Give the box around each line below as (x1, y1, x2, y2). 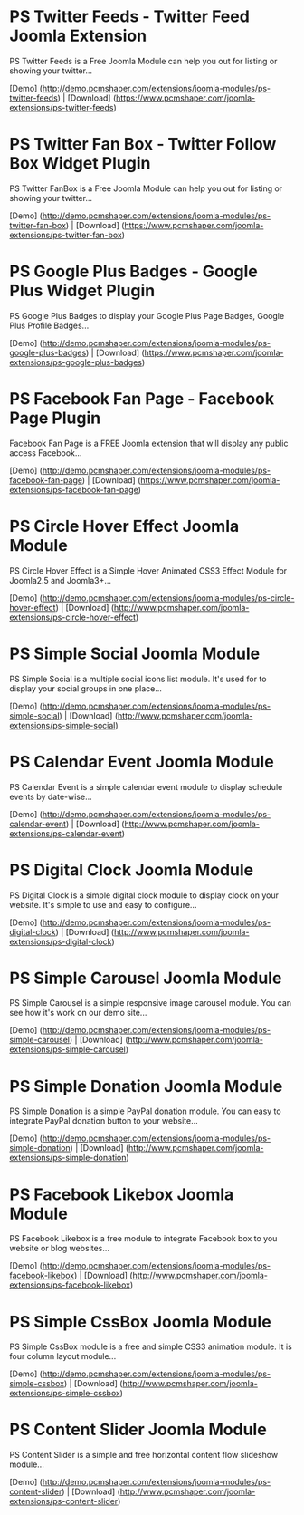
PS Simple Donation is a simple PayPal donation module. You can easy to (9, 1105, 282, 1116)
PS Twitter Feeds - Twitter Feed (9, 6, 251, 27)
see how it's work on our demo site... (9, 1008, 147, 1018)
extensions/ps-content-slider (9, 1496, 119, 1507)
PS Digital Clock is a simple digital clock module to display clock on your (9, 890, 279, 901)
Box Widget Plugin (9, 153, 151, 174)
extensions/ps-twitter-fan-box (9, 229, 122, 240)
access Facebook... (9, 447, 82, 458)
